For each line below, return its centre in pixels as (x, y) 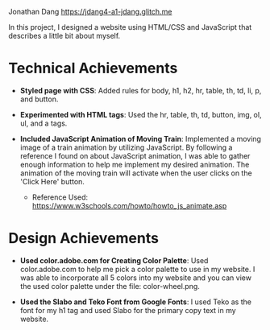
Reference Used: (60, 197)
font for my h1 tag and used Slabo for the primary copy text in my (128, 310)
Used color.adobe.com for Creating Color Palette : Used (114, 260)
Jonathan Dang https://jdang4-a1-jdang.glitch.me (90, 12)
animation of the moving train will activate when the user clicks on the (136, 173)
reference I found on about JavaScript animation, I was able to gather (135, 155)
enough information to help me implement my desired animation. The (135, 164)
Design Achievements (84, 239)
